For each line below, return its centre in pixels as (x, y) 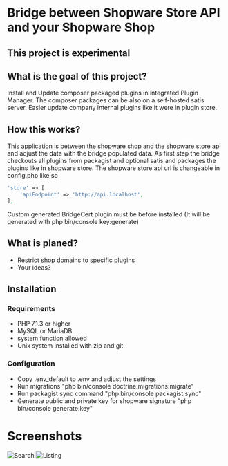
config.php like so (33, 176)
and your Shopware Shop (81, 27)
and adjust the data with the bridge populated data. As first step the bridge (113, 153)
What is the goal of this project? (77, 76)
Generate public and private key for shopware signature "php (104, 401)
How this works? (44, 129)
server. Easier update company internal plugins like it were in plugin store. (112, 108)
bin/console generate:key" (55, 408)
